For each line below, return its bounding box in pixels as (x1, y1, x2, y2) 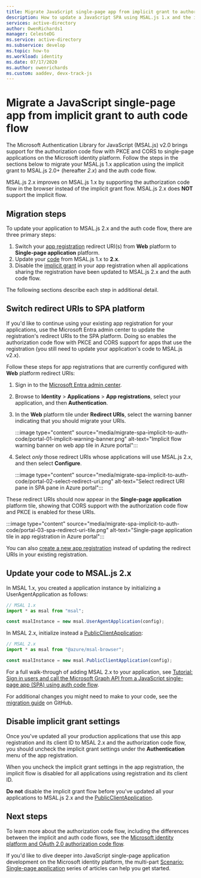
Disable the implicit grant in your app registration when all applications (14, 262, 188, 269)
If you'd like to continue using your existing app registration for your (6, 319, 173, 327)
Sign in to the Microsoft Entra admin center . (14, 381, 122, 388)
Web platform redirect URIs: (6, 369, 75, 377)
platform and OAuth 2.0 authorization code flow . (6, 840, 125, 847)
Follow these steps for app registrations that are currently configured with (6, 363, 188, 370)
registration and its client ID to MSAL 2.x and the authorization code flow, (6, 739, 187, 746)
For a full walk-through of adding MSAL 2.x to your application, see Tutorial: (6, 668, 193, 676)
